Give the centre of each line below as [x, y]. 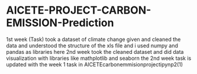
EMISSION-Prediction [60, 23]
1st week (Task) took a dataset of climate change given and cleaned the [93, 39]
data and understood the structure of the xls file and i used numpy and [92, 46]
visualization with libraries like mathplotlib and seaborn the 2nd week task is [99, 58]
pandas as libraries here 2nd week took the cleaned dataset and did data [95, 52]
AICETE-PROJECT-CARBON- [79, 10]
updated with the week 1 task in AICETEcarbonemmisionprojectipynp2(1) [95, 64]
